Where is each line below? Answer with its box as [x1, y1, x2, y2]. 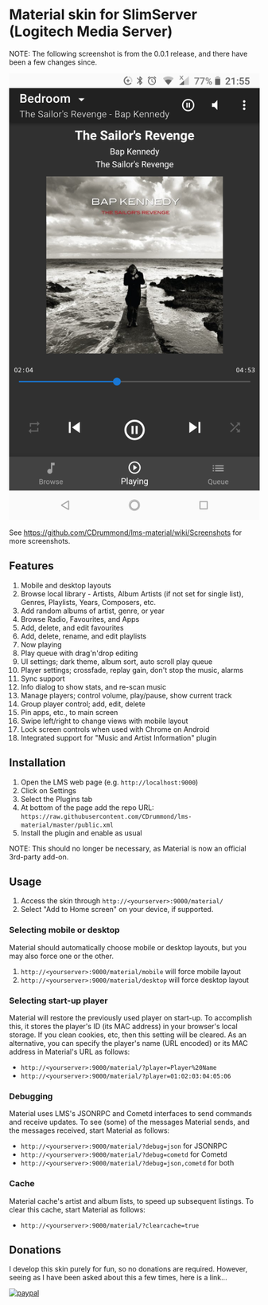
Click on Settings [20, 785, 76, 795]
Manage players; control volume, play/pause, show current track [20, 690, 232, 700]
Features [9, 560, 54, 573]
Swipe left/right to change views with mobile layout [20, 716, 188, 725]
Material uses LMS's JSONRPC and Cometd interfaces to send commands [9, 1109, 253, 1118]
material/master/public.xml [20, 821, 114, 829]
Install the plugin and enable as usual [20, 827, 142, 838]
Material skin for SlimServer [9, 6, 198, 24]
